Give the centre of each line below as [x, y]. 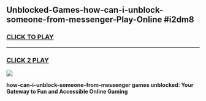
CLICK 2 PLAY [28, 60]
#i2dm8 [179, 20]
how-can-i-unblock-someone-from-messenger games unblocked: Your [100, 84]
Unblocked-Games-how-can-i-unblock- [85, 10]
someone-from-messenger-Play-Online [84, 20]
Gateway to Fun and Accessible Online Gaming [67, 91]
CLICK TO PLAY [30, 37]
